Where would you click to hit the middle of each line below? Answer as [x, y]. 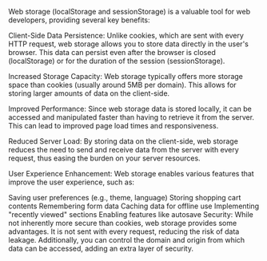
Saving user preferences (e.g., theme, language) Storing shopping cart [125, 198]
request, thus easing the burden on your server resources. [105, 158]
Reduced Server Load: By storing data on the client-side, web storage [123, 141]
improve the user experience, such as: [71, 182]
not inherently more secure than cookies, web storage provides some [123, 223]
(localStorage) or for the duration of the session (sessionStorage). [117, 61]
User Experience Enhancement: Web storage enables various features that [131, 174]
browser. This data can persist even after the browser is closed [112, 52]
